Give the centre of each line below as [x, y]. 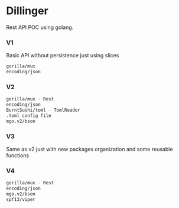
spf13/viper [21, 199]
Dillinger [27, 11]
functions [18, 155]
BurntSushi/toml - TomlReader [43, 110]
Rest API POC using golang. [40, 27]
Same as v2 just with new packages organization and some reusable [89, 149]
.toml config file [29, 116]
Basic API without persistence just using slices [63, 56]
